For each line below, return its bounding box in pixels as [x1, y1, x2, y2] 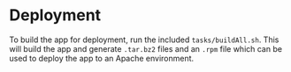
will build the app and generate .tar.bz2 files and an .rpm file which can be [9, 43, 283, 54]
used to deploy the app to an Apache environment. [9, 53, 195, 63]
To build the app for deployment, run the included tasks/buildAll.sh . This [9, 34, 280, 45]
